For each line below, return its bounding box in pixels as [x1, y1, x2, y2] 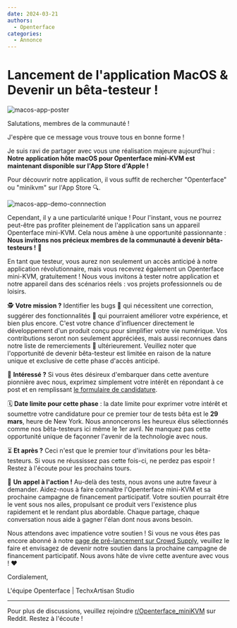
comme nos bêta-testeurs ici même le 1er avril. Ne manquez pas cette [7, 425, 211, 434]
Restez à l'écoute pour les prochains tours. [7, 464, 132, 472]
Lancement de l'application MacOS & [7, 67, 229, 83]
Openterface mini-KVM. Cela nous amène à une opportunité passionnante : [7, 228, 226, 237]
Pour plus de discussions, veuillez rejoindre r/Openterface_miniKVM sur [7, 607, 217, 615]
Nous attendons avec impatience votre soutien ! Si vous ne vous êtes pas [7, 529, 221, 537]
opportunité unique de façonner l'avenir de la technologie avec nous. [7, 432, 208, 441]
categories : [7, 30, 42, 37]
